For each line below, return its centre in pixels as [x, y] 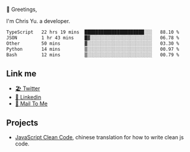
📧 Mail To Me [31, 104]
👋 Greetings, [22, 9]
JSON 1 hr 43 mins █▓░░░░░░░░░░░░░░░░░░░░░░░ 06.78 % [93, 38]
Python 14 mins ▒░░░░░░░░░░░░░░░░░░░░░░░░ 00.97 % [93, 49]
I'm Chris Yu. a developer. [38, 21]
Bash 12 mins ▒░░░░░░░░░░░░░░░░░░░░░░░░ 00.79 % [93, 55]
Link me [21, 74]
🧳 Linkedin [28, 97]
